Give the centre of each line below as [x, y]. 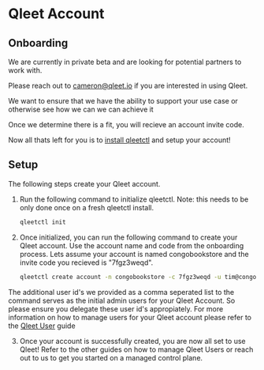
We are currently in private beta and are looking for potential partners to [125, 62]
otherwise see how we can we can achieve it [81, 109]
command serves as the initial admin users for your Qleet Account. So [122, 300]
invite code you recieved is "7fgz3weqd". [86, 262]
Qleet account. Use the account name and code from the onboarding [132, 245]
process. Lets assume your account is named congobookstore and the [134, 254]
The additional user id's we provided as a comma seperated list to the [121, 292]
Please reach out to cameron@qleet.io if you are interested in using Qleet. [128, 85]
